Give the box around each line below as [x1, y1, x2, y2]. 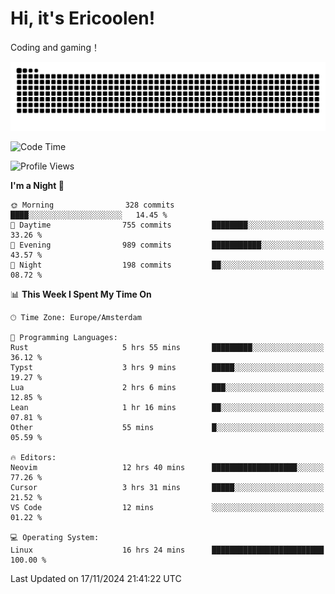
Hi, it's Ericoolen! [10, 7, 156, 30]
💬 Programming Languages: [10, 332, 118, 342]
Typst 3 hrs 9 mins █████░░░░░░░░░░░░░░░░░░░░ [10, 362, 325, 372]
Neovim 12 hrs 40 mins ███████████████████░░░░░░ [10, 462, 325, 472]
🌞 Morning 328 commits [10, 200, 175, 210]
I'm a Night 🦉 [10, 179, 65, 191]
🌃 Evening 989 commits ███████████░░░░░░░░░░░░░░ [10, 240, 325, 250]
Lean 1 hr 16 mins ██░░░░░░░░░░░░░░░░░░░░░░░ [10, 402, 325, 412]
